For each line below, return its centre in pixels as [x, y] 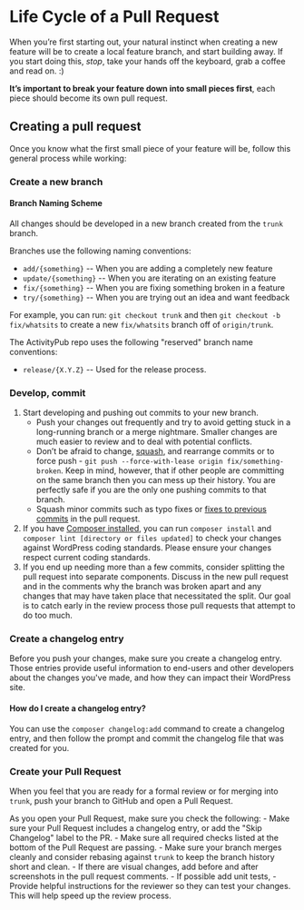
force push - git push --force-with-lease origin [130, 461]
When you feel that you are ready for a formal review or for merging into [144, 791]
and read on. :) [37, 71]
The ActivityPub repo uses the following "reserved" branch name [132, 341]
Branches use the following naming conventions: [100, 251]
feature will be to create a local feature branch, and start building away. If [146, 51]
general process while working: [68, 158]
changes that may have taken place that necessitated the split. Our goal [157, 596]
